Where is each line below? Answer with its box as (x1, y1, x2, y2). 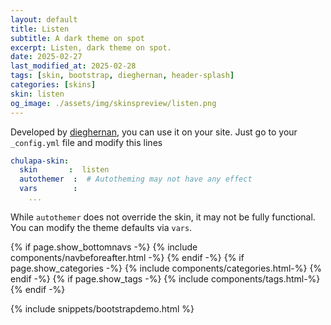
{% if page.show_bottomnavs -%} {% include (10, 241, 198, 253)
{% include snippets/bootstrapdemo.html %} (10, 302, 195, 315)
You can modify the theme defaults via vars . (10, 221, 193, 233)
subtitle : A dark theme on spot (10, 33, 145, 43)
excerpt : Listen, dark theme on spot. (10, 42, 172, 53)
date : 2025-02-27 (10, 52, 83, 62)
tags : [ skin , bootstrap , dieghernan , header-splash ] (10, 71, 235, 81)
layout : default (10, 14, 78, 25)
